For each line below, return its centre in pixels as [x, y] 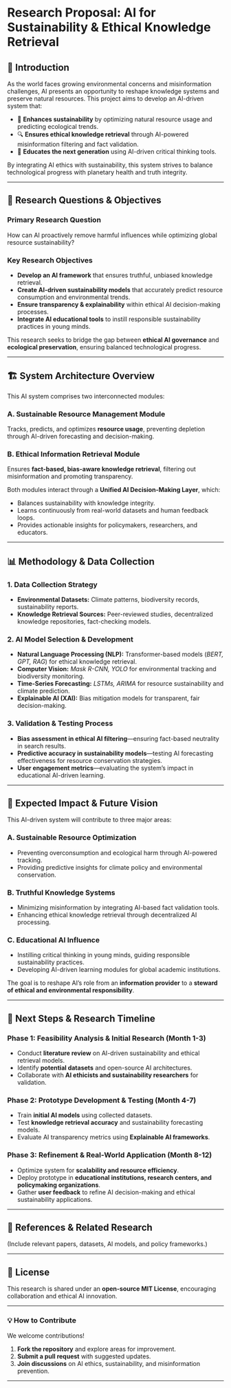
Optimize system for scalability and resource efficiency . [98, 1170]
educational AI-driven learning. [61, 775]
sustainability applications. [55, 1199]
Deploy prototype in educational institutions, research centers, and [114, 1177]
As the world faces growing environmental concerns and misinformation [109, 84]
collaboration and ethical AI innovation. [62, 1296]
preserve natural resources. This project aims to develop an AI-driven [106, 99]
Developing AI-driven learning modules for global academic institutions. [119, 970]
